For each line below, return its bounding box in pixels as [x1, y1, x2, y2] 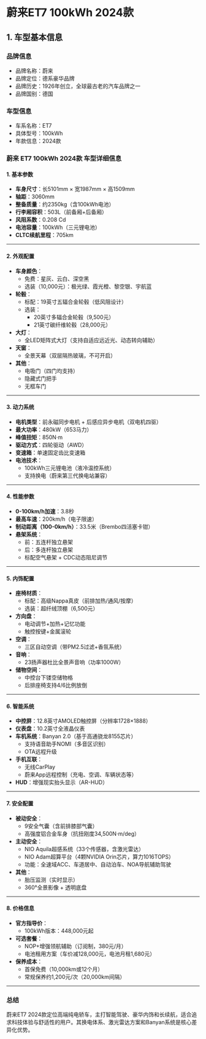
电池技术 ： [15, 456, 43, 464]
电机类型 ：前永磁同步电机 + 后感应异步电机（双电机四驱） [15, 418, 162, 426]
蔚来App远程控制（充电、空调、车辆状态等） [24, 771, 137, 779]
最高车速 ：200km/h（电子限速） [15, 515, 98, 523]
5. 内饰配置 [6, 575, 34, 582]
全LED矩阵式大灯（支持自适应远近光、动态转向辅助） [24, 336, 159, 344]
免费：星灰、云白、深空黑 [24, 274, 90, 282]
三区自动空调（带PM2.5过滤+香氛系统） [24, 643, 126, 651]
